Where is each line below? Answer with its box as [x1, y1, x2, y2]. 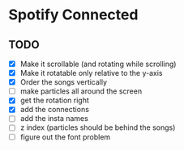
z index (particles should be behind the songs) [19, 123, 176, 132]
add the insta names [19, 114, 89, 123]
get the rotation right [19, 95, 89, 106]
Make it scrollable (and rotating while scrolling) [19, 59, 177, 69]
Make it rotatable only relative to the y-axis [19, 69, 163, 78]
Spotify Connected [8, 6, 139, 24]
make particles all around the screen [19, 86, 143, 96]
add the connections [19, 105, 89, 115]
